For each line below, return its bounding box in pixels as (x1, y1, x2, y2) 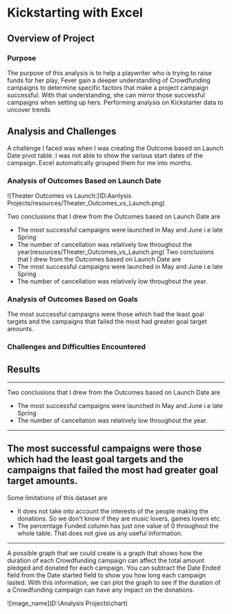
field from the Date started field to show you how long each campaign (7, 570, 206, 579)
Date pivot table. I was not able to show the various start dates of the (7, 151, 204, 160)
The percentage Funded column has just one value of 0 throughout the (17, 521, 219, 530)
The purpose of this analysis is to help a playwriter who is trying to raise (7, 68, 212, 77)
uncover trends (7, 105, 50, 113)
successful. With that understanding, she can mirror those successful (7, 91, 206, 99)
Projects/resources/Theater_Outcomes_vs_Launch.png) (7, 198, 166, 207)
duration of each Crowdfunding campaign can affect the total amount (7, 556, 205, 564)
